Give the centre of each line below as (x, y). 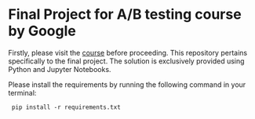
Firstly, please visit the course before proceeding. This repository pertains (128, 52)
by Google (42, 31)
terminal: (22, 92)
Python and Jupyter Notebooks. (60, 69)
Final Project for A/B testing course (125, 14)
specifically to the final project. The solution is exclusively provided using (126, 61)
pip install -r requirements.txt (66, 107)
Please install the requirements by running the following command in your (127, 85)
